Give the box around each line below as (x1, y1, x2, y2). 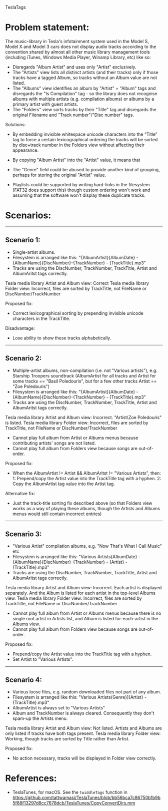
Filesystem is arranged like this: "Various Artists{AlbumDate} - (12, 554, 141, 560)
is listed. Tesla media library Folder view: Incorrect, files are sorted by (5, 420, 148, 426)
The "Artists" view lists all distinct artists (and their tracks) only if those (12, 69, 158, 75)
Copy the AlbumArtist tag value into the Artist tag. (12, 481, 115, 487)
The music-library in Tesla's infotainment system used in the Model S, (5, 38, 149, 44)
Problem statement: (5, 22, 89, 33)
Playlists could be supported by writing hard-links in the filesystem (12, 181, 150, 187)
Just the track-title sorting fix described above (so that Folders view (12, 500, 152, 506)
